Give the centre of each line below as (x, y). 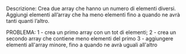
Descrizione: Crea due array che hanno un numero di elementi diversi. (91, 9)
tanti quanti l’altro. (28, 21)
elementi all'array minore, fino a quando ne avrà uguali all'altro (82, 45)
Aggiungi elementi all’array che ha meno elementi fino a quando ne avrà (93, 15)
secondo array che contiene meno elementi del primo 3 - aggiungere (90, 38)
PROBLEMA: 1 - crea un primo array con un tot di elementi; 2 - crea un (91, 32)
